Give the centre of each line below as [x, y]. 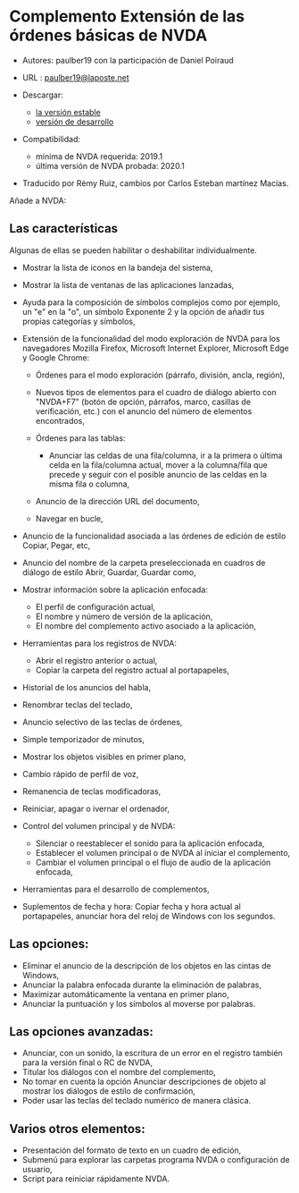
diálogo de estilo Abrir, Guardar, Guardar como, [109, 572]
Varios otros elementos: [77, 1129]
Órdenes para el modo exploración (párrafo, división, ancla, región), [160, 375]
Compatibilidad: [51, 139]
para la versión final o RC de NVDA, [87, 1062]
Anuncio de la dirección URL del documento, [117, 501]
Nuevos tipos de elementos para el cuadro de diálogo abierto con [156, 392]
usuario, [37, 1170]
